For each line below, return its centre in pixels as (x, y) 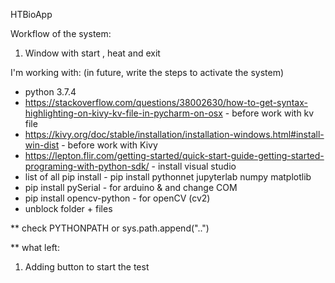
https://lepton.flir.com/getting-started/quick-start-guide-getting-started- (174, 155)
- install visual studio (194, 166)
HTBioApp (31, 14)
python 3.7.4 (50, 92)
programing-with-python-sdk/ (87, 166)
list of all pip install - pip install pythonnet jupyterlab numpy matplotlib (168, 177)
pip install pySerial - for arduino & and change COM (131, 187)
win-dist (42, 145)
